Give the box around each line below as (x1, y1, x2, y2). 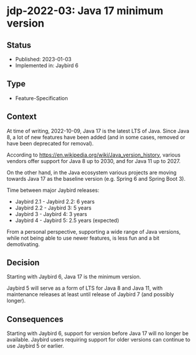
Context (6, 112, 37, 122)
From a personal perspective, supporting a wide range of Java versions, (6, 228, 181, 235)
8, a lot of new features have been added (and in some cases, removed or (6, 134, 185, 141)
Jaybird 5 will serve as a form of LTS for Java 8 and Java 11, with (6, 284, 163, 292)
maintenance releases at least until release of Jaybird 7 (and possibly (6, 291, 174, 298)
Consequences (6, 314, 64, 324)
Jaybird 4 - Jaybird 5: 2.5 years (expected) (15, 217, 120, 224)
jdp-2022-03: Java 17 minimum (6, 4, 164, 18)
